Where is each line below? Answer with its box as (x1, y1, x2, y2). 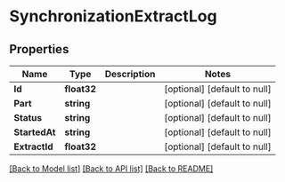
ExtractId (13, 140, 53, 153)
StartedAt (13, 126, 56, 138)
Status (13, 112, 43, 123)
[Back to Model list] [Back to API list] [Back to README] (9, 163, 214, 174)
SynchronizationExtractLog (9, 6, 217, 27)
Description (104, 68, 156, 80)
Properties (9, 42, 69, 57)
